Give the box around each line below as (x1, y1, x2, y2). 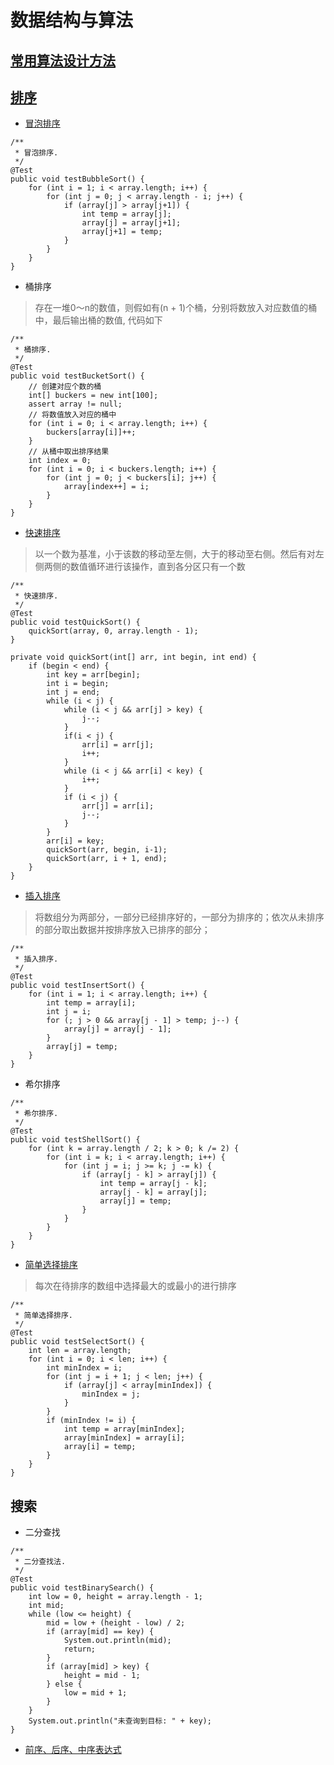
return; (63, 1644, 97, 1655)
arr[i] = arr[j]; (81, 740, 155, 750)
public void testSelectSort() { (10, 1337, 145, 1347)
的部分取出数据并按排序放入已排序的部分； (34, 924, 211, 936)
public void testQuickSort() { (10, 617, 141, 628)
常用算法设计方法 (10, 52, 116, 69)
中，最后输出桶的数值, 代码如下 (34, 314, 163, 326)
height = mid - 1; (63, 1671, 141, 1681)
